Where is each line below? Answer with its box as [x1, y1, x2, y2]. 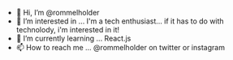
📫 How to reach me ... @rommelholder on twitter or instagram [15, 43, 226, 52]
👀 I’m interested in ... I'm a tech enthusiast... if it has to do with [15, 16, 225, 26]
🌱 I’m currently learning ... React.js [15, 33, 132, 43]
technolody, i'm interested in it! [15, 25, 120, 34]
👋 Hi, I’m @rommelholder [15, 8, 100, 17]
